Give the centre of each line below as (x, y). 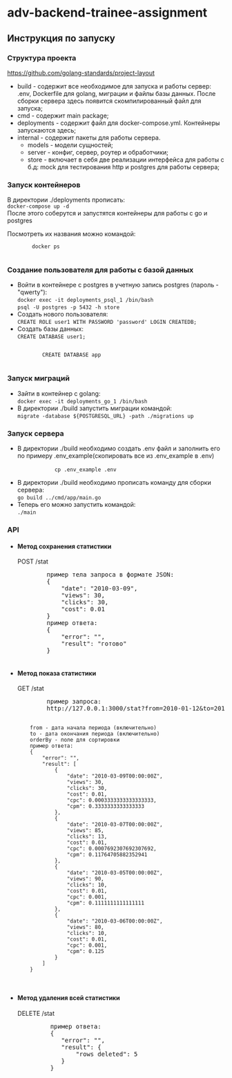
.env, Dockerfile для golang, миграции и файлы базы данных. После (116, 93)
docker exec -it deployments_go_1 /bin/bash (82, 401)
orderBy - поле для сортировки (75, 740)
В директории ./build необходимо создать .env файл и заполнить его (119, 449)
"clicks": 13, (87, 837)
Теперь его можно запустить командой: (76, 505)
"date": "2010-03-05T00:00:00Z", (115, 873)
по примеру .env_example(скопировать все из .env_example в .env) (116, 456)
